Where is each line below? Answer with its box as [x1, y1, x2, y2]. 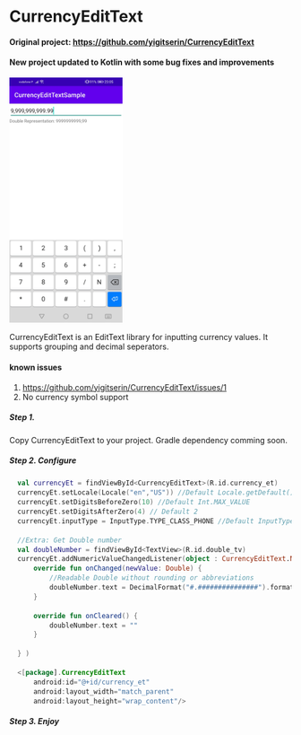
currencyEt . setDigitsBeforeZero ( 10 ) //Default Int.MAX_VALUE [17, 498, 251, 507]
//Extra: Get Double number [17, 536, 123, 545]
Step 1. [9, 412, 36, 423]
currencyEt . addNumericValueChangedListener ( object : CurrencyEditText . [17, 555, 291, 564]
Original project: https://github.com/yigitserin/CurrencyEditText [9, 36, 255, 47]
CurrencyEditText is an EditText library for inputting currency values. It [9, 332, 269, 343]
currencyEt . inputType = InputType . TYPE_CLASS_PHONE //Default [17, 516, 254, 526]
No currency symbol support [21, 391, 129, 402]
